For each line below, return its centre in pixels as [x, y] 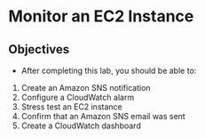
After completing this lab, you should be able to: [109, 70]
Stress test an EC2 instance [71, 107]
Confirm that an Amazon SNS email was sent [103, 116]
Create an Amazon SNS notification [86, 88]
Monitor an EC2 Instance [101, 16]
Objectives [39, 49]
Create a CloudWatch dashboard [81, 126]
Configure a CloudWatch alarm [78, 97]
